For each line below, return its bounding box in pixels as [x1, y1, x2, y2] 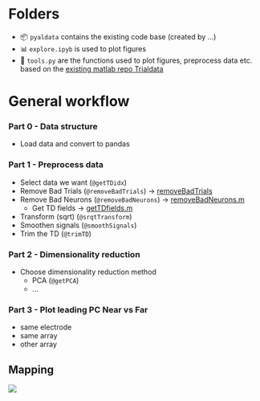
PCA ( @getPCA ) [31, 276, 79, 285]
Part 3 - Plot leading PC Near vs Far [8, 304, 148, 315]
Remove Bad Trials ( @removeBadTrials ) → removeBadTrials [19, 186, 213, 195]
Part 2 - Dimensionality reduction [8, 248, 140, 260]
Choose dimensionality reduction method [19, 267, 156, 277]
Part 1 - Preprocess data [8, 159, 104, 170]
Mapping [8, 362, 55, 376]
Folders [8, 5, 60, 23]
